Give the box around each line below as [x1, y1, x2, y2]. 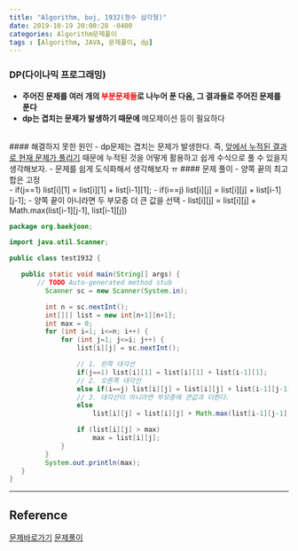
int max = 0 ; [44, 319, 93, 328]
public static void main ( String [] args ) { [20, 270, 180, 279]
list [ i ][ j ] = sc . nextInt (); [76, 343, 180, 353]
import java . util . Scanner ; [9, 238, 109, 247]
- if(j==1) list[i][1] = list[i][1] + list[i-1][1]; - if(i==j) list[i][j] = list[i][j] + [9, 184, 255, 195]
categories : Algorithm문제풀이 [9, 29, 118, 38]
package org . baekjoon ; [9, 222, 93, 231]
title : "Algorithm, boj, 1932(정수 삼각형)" [9, 12, 167, 22]
